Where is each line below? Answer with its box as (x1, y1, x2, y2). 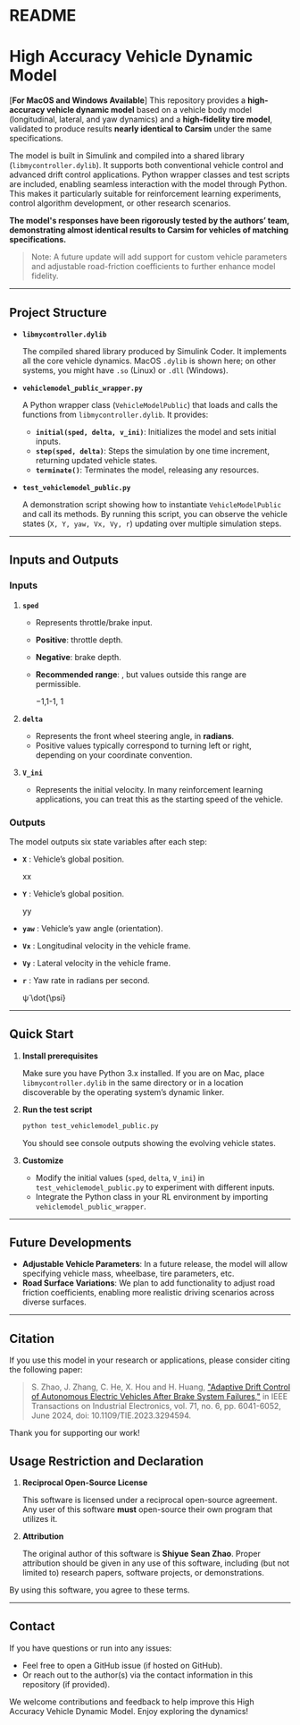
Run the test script (21, 1104, 93, 1115)
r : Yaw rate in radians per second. (21, 974, 150, 985)
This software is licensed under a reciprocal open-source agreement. (21, 1495, 278, 1506)
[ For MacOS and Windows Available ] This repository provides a (9, 95, 246, 106)
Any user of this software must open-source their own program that (21, 1504, 273, 1515)
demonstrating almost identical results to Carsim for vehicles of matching (9, 225, 288, 235)
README (9, 5, 77, 26)
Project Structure (9, 305, 107, 320)
